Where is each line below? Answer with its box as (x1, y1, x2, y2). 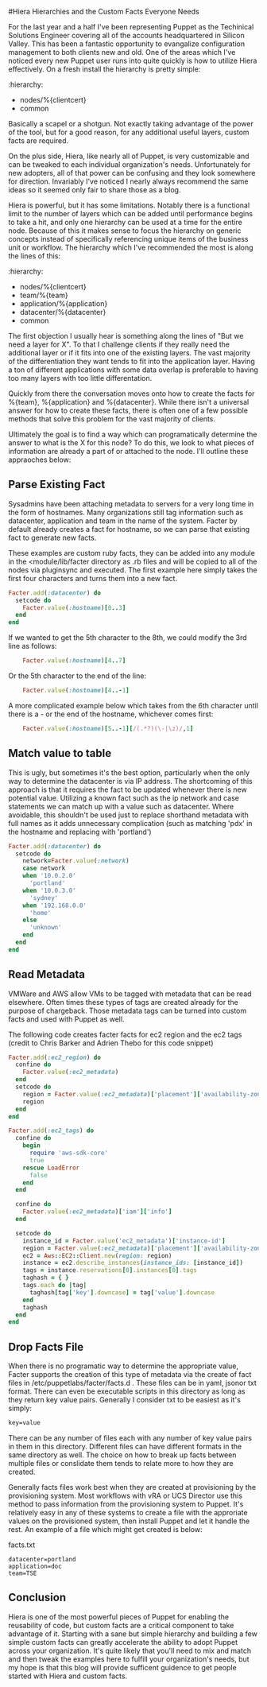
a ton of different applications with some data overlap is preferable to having (8, 365, 258, 374)
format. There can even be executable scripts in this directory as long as (8, 1386, 246, 1396)
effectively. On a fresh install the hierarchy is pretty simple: (8, 64, 201, 74)
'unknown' (29, 924, 62, 932)
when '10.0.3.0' (22, 886, 77, 894)
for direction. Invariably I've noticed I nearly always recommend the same (8, 176, 249, 186)
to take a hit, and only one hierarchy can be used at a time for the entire (8, 218, 242, 227)
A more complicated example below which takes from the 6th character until (8, 700, 258, 710)
